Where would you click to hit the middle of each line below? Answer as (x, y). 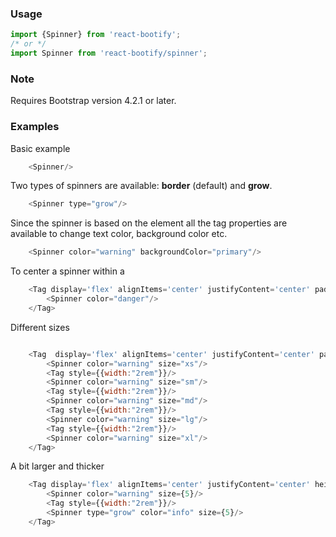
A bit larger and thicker (57, 466)
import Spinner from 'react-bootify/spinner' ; (109, 53)
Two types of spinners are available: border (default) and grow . (141, 186)
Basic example (40, 148)
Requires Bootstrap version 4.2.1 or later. (93, 101)
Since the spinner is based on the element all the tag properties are (149, 223)
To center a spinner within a (67, 271)
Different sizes (40, 327)
